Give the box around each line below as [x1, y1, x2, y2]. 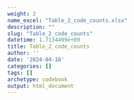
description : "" [7, 23, 55, 30]
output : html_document [7, 82, 74, 89]
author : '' [7, 50, 39, 57]
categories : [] [7, 63, 52, 70]
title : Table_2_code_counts [7, 43, 90, 50]
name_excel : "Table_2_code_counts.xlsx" [7, 17, 128, 24]
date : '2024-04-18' [7, 56, 65, 63]
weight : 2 [7, 10, 37, 18]
